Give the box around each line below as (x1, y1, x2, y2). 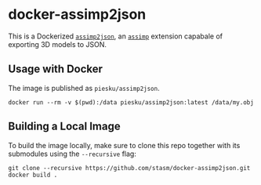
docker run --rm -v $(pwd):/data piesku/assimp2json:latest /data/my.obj (8, 98, 255, 107)
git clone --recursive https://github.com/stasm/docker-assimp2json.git (8, 164, 251, 172)
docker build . (8, 171, 58, 179)
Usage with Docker (8, 63, 103, 76)
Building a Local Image (8, 120, 121, 133)
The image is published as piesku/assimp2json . (8, 83, 160, 92)
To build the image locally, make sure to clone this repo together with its (8, 140, 241, 150)
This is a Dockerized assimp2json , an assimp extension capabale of (8, 31, 223, 41)
